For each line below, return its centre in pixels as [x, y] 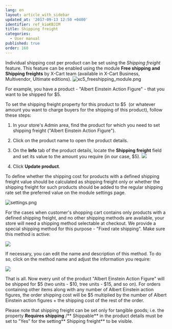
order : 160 [17, 48]
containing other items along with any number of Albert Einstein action [80, 289]
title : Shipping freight [32, 29]
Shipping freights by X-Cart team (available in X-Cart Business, [72, 73]
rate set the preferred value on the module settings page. [66, 192]
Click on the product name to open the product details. [70, 140]
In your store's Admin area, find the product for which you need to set [86, 125]
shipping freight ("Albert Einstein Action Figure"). [64, 130]
